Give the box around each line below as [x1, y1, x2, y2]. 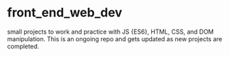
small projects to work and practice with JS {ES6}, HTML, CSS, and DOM [7, 27, 215, 36]
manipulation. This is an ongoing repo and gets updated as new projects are [7, 34, 222, 43]
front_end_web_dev [7, 5, 122, 21]
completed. [7, 42, 39, 50]
